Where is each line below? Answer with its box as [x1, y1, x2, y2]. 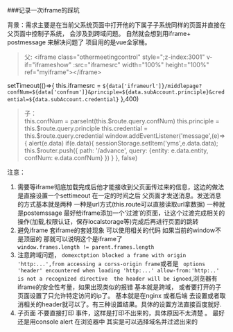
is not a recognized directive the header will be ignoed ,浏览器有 [17, 274, 218, 282]
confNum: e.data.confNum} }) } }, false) [24, 154, 138, 161]
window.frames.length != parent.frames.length [17, 244, 155, 251]
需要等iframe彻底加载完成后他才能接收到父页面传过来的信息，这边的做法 [17, 183, 224, 191]
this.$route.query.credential [24, 132, 104, 140]
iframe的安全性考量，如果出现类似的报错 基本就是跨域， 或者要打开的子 [17, 283, 222, 291]
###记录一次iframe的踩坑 [7, 6, 80, 14]
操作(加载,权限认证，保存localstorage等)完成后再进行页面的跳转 [17, 218, 199, 225]
